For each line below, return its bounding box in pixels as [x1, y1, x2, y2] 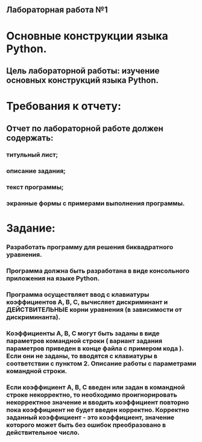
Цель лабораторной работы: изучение [6, 66, 160, 76]
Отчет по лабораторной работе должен [6, 123, 164, 133]
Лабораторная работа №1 [6, 5, 109, 15]
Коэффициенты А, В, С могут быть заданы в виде [6, 329, 160, 338]
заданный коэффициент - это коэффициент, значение [6, 413, 175, 421]
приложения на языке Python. [6, 274, 100, 283]
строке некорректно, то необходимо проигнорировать [6, 391, 178, 399]
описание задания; [6, 167, 66, 175]
